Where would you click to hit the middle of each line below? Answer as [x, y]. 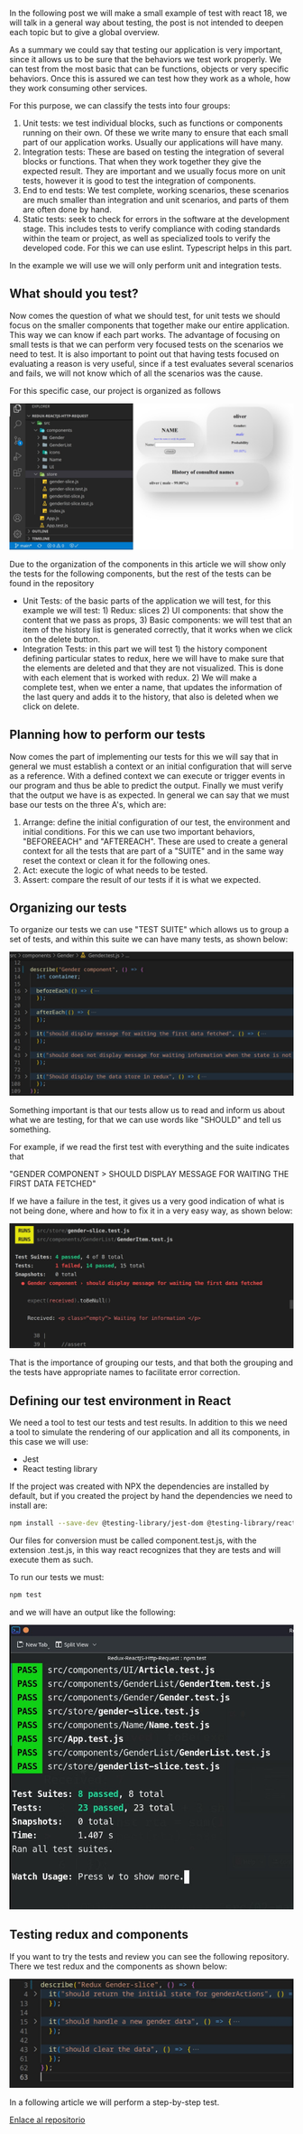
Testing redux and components [99, 1935]
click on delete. [50, 706]
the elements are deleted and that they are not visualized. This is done [153, 668]
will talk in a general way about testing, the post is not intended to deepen [147, 23]
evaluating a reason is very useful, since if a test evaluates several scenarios [151, 363]
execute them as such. [51, 1559]
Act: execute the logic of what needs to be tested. [115, 870]
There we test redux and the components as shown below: [119, 1966]
